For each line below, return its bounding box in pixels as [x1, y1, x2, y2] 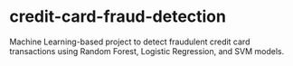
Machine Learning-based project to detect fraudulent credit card [9, 36, 250, 47]
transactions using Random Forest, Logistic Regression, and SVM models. [9, 45, 285, 56]
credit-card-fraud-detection [9, 6, 226, 27]
